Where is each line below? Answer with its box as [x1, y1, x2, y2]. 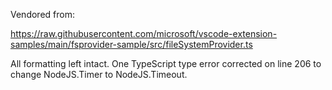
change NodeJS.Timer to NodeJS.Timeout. [10, 69, 188, 80]
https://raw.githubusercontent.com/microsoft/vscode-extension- [10, 28, 278, 39]
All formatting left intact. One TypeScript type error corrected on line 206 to [10, 58, 322, 69]
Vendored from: [10, 9, 75, 20]
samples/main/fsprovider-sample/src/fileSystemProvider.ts [10, 39, 253, 50]
